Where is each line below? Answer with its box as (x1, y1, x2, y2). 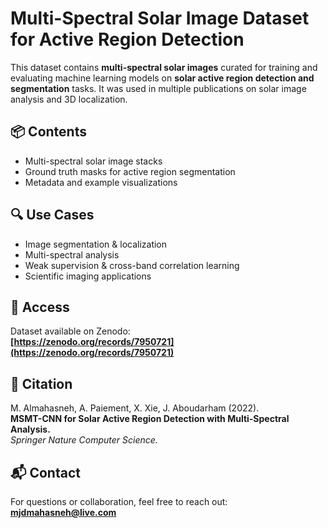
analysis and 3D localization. (10, 93, 128, 105)
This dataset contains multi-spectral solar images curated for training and (10, 61, 318, 73)
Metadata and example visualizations (24, 176, 178, 188)
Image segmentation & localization (24, 238, 168, 250)
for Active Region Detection (10, 28, 245, 51)
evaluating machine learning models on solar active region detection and (10, 72, 315, 84)
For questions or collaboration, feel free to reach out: (10, 496, 228, 507)
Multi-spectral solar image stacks (24, 155, 163, 167)
